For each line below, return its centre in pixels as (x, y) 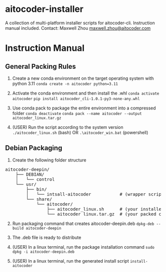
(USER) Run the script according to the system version (68, 127)
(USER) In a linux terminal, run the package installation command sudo (83, 247)
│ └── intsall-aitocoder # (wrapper (86, 194)
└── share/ (39, 199)
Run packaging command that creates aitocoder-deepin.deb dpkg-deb (83, 223)
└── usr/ (26, 184)
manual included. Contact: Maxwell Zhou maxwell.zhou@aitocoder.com (78, 28)
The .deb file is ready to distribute (47, 237)
